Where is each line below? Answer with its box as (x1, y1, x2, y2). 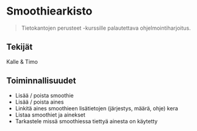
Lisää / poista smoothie (15, 92, 74, 99)
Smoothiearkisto (6, 4, 93, 18)
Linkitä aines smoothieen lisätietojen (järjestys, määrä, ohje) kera (15, 104, 179, 112)
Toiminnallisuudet (6, 76, 76, 86)
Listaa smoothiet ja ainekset (15, 111, 85, 118)
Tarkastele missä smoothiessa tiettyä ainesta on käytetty (15, 117, 158, 125)
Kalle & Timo (6, 58, 38, 65)
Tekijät (6, 42, 33, 52)
